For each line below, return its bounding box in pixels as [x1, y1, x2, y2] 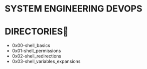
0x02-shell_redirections [12, 53, 61, 59]
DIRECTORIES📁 [5, 26, 69, 37]
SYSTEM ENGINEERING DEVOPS [5, 3, 142, 14]
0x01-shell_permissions [12, 48, 61, 54]
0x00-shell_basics [12, 42, 51, 48]
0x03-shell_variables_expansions [12, 58, 81, 64]
